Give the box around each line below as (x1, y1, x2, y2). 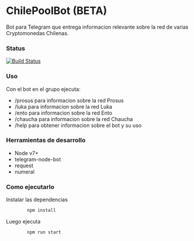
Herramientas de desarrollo (6, 136, 86, 144)
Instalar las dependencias (6, 196, 68, 203)
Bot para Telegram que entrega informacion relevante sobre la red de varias (6, 23, 189, 30)
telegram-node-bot (14, 156, 61, 163)
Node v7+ (14, 149, 39, 156)
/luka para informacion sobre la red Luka (14, 103, 113, 110)
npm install (27, 208, 57, 214)
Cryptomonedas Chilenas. (6, 29, 69, 36)
